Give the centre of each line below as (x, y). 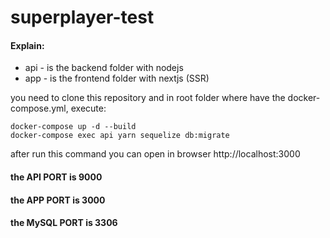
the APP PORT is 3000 (58, 200)
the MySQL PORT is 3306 (64, 223)
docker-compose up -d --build (73, 127)
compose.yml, (39, 108)
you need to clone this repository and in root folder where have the (148, 98)
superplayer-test (82, 17)
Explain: (27, 45)
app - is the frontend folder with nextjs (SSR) (117, 78)
